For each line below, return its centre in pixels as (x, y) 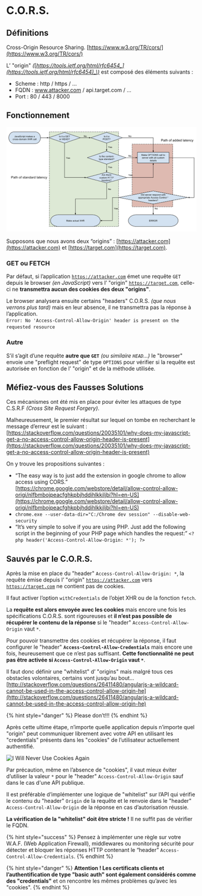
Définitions (27, 33)
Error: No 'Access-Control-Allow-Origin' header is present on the (93, 321)
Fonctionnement (38, 115)
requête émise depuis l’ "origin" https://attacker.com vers (79, 580)
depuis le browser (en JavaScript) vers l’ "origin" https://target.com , (93, 283)
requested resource (31, 327)
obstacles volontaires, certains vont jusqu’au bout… (70, 678)
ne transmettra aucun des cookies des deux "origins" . (81, 289)
